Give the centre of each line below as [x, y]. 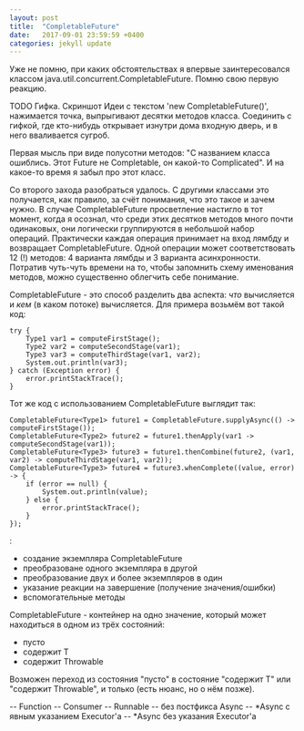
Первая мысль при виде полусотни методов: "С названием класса [140, 153]
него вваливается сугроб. [60, 135]
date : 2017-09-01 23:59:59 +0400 [77, 35]
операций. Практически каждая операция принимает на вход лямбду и [149, 239]
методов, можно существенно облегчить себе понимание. [124, 277]
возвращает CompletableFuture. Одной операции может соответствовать [152, 248]
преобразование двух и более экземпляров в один [122, 578]
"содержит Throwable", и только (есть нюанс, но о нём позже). [132, 689]
